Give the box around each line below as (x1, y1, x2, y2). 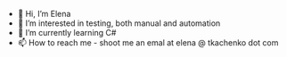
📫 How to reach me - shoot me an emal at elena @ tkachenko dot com (17, 37, 279, 48)
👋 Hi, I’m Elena (17, 9, 71, 19)
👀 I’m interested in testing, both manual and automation (17, 18, 221, 28)
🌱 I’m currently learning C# (17, 28, 117, 37)
